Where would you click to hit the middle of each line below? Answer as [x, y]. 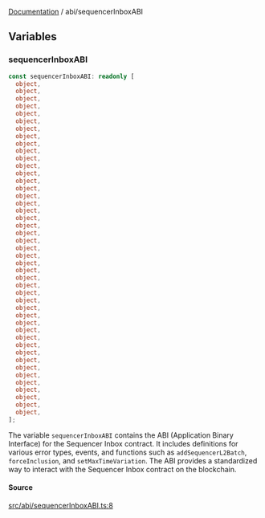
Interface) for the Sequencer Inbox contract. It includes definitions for [123, 443]
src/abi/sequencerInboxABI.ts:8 [61, 506]
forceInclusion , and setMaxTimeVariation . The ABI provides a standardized [133, 460]
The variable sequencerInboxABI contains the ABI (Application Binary [121, 435]
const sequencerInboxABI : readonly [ [71, 76]
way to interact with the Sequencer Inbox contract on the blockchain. [122, 469]
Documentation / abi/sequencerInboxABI [75, 12]
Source [21, 487]
